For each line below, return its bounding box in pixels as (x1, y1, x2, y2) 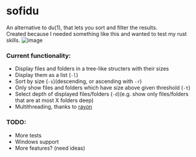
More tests (14, 131, 42, 138)
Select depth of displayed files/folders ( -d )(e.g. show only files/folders (14, 91, 189, 98)
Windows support (14, 138, 59, 145)
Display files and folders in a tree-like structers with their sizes (14, 65, 169, 72)
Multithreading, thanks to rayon (14, 103, 93, 110)
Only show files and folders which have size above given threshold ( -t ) (14, 84, 191, 91)
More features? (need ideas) (14, 144, 86, 152)
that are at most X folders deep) (14, 97, 94, 104)
